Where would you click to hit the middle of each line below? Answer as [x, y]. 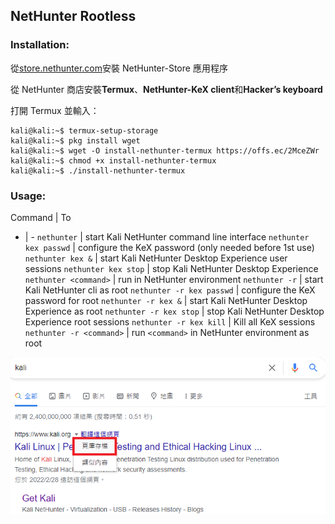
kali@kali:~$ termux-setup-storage [84, 130]
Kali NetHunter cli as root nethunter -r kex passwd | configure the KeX [170, 290]
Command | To [41, 217]
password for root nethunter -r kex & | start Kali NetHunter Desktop [166, 300]
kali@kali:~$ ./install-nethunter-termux [98, 170]
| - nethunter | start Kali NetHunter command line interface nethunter [167, 236]
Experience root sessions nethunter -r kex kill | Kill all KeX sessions [170, 321]
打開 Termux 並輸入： [55, 110]
